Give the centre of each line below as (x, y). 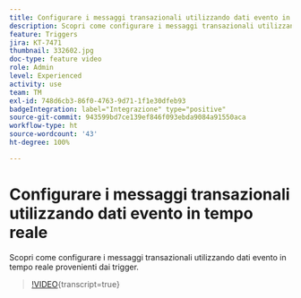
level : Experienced (46, 76)
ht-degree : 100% (39, 142)
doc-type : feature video (56, 59)
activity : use (36, 84)
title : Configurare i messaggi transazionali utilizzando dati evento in (150, 17)
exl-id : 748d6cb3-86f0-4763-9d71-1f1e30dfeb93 (98, 101)
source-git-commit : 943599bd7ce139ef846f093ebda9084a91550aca (128, 117)
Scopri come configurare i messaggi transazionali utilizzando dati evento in (148, 257)
